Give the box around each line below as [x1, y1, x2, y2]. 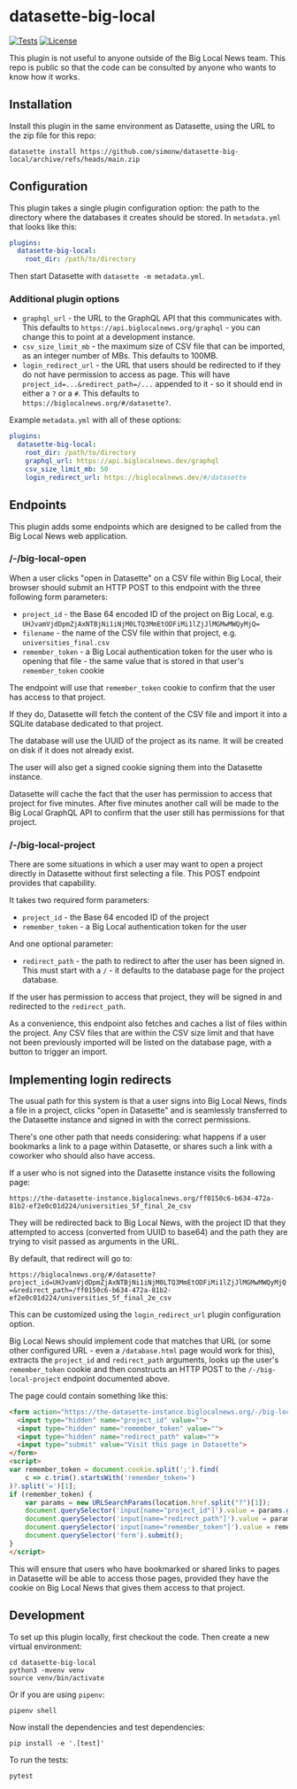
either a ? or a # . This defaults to [21, 388, 140, 399]
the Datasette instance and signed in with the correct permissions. [9, 1114, 251, 1125]
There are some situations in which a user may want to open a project [9, 859, 263, 869]
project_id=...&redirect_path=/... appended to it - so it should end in [21, 379, 283, 389]
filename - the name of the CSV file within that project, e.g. [21, 627, 237, 638]
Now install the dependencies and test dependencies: [9, 1722, 205, 1732]
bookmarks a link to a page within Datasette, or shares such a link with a [9, 1140, 272, 1152]
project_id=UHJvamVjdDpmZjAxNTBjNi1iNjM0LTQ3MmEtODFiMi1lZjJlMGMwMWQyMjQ [9, 1277, 287, 1287]
